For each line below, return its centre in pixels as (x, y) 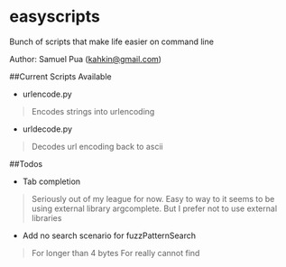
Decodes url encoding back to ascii (97, 146)
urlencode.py (47, 94)
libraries (46, 217)
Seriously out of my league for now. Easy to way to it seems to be (153, 198)
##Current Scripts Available (60, 76)
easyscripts (55, 17)
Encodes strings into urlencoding (93, 111)
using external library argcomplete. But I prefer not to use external (154, 208)
